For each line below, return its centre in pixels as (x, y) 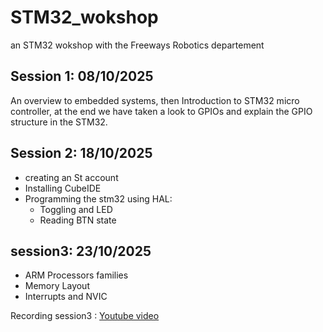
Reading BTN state (78, 220)
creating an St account (71, 177)
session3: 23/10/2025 (81, 251)
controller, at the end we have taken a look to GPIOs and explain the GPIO (161, 111)
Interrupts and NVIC (66, 297)
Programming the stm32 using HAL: (98, 198)
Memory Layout (57, 286)
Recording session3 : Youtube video (85, 316)
